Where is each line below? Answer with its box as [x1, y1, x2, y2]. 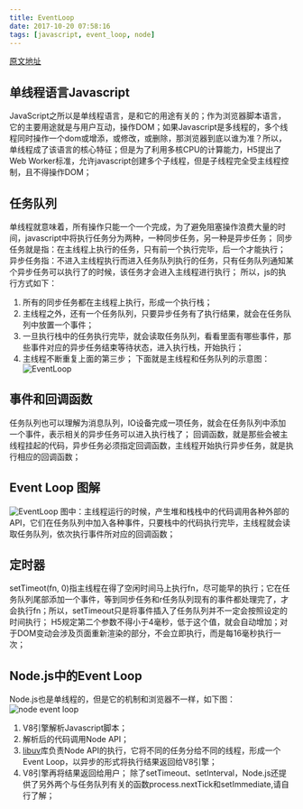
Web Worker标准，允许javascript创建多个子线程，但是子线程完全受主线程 [9, 155, 281, 167]
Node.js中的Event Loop [9, 668, 142, 684]
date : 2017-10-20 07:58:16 [9, 22, 111, 31]
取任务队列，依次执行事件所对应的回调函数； [9, 529, 176, 539]
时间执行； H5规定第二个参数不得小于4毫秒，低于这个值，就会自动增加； [9, 617, 280, 628]
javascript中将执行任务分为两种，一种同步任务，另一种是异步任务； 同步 [24, 233, 293, 244]
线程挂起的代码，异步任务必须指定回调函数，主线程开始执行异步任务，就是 [9, 439, 286, 451]
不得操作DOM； [32, 167, 92, 178]
